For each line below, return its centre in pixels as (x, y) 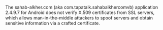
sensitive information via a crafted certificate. (53, 23)
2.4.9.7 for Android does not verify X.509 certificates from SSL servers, (80, 12)
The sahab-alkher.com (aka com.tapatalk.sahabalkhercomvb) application (82, 7)
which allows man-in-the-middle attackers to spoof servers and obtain (79, 18)
